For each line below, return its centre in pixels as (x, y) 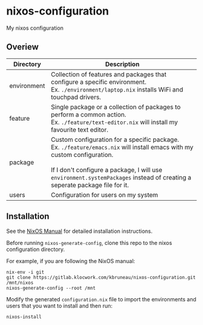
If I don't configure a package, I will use (107, 170)
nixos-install (24, 317)
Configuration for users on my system (105, 195)
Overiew (23, 47)
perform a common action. (89, 115)
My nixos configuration (35, 28)
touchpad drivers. (76, 97)
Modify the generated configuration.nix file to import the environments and (101, 299)
